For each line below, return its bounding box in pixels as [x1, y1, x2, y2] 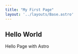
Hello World [5, 30, 42, 39]
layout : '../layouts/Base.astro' [5, 12, 74, 17]
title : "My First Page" [5, 7, 54, 12]
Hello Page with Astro [5, 43, 49, 50]
